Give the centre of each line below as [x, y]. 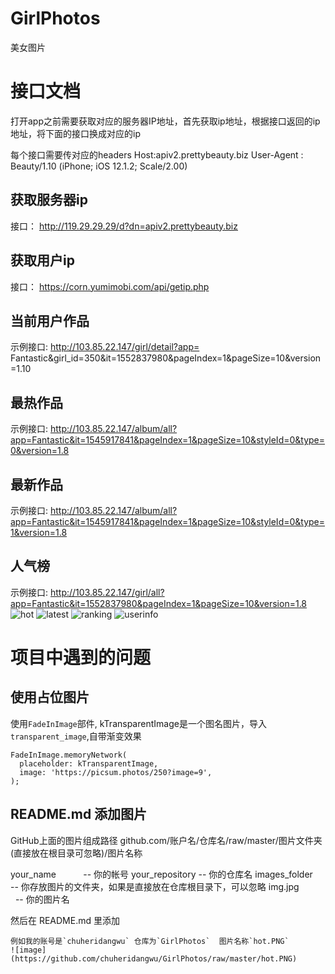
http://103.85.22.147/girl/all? [107, 592]
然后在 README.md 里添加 [65, 920]
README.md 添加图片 [79, 814]
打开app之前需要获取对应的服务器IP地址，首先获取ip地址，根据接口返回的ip [165, 121]
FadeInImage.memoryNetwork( [69, 755]
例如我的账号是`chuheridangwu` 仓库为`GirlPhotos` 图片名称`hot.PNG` [150, 941]
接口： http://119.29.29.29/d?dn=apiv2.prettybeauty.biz [124, 226]
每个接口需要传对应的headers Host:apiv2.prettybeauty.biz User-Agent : [157, 154]
